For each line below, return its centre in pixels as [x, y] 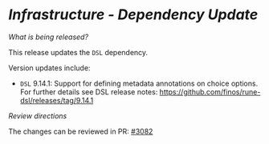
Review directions [38, 116]
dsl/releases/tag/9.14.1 [57, 100]
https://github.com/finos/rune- [210, 92]
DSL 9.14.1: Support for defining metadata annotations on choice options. [139, 83]
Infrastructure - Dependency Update [133, 15]
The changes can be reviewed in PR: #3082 [81, 131]
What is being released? [49, 37]
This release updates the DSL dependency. [78, 52]
